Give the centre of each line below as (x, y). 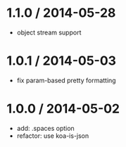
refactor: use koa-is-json (53, 136)
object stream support (49, 32)
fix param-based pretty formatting (67, 80)
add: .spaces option (45, 128)
